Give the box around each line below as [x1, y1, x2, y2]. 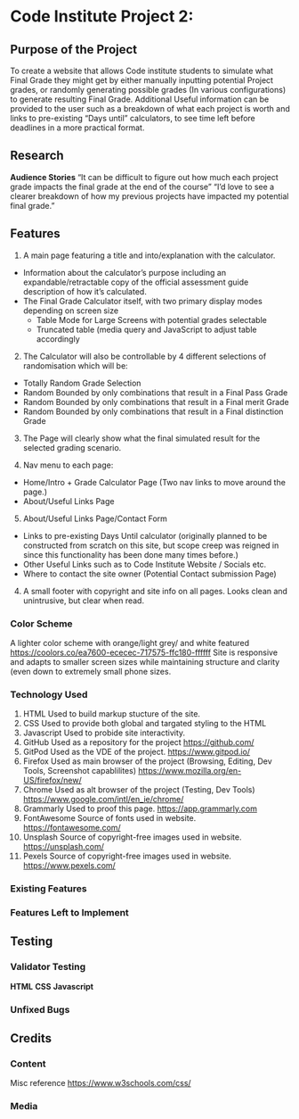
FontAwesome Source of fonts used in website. [22, 813, 197, 824]
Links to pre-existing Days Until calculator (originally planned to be [22, 530, 268, 541]
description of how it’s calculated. [22, 286, 148, 296]
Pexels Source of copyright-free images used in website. [22, 850, 232, 862]
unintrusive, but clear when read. [22, 595, 145, 606]
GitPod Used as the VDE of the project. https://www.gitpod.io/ [22, 747, 251, 758]
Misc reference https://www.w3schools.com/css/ [10, 1078, 191, 1089]
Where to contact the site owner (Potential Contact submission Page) [22, 568, 277, 579]
